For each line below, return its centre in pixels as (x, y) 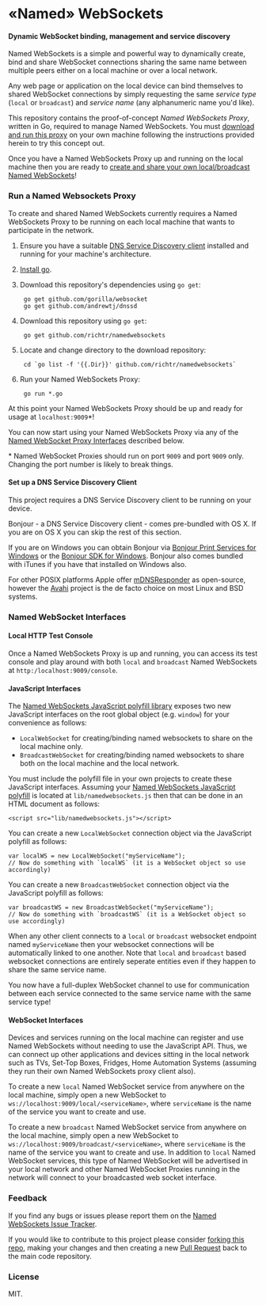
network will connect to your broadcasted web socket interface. (112, 1178)
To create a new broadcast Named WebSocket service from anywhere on (127, 1127)
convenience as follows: (47, 723)
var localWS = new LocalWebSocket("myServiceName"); (97, 856)
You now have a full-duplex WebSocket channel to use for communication (129, 985)
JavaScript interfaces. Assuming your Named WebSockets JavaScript (122, 787)
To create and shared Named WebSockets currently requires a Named (123, 213)
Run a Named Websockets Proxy (72, 196)
